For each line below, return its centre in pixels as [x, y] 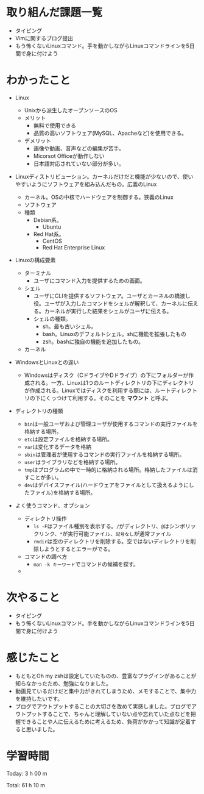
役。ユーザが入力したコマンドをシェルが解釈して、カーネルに [110, 303]
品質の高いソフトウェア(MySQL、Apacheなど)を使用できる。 [110, 133]
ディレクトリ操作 [45, 518]
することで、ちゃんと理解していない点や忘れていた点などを [116, 714]
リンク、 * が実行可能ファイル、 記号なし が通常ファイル [105, 534]
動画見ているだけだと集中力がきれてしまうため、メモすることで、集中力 [106, 691]
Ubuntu [52, 227]
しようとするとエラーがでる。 [76, 549]
